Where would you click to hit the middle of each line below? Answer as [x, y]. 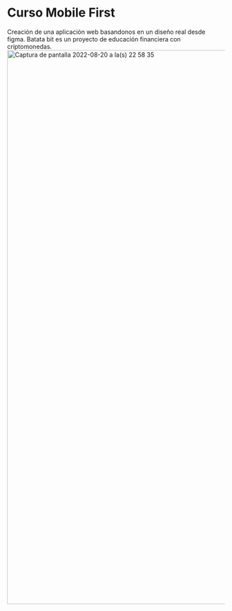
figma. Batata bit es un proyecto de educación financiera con [94, 39]
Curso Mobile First [61, 13]
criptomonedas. [30, 46]
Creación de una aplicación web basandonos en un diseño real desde [106, 32]
